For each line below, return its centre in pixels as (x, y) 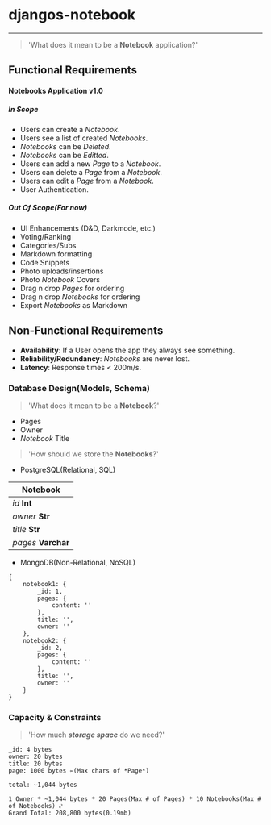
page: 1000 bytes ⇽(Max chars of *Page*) (79, 771)
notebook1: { (45, 584)
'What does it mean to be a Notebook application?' (113, 44)
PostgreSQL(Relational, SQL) (68, 469)
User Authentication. (54, 189)
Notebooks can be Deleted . (65, 146)
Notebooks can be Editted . (64, 155)
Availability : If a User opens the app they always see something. (127, 350)
